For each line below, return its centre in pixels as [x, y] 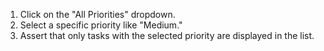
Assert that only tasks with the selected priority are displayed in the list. [167, 35]
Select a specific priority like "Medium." [101, 25]
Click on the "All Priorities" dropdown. [97, 14]
